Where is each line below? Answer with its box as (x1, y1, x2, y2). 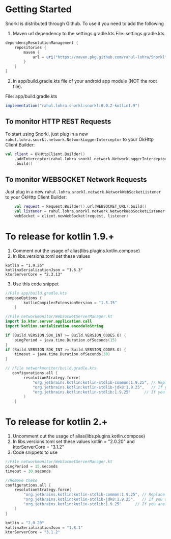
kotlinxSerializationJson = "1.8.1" (5, 525, 83, 530)
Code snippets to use (12, 449, 58, 455)
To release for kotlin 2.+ (5, 416, 108, 428)
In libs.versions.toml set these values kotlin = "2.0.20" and (12, 438, 135, 445)
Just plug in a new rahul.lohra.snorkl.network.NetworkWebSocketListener (5, 189, 161, 195)
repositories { (14, 45, 47, 50)
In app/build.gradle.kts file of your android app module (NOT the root (12, 78, 157, 84)
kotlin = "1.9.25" (5, 263, 44, 268)
